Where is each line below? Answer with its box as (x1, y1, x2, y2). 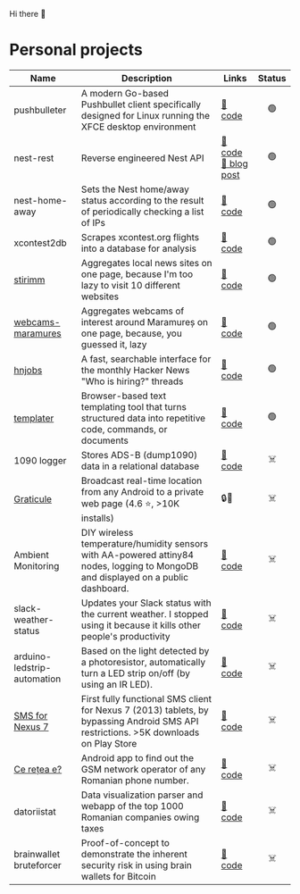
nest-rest (13, 152, 54, 164)
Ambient (13, 548, 49, 561)
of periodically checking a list (80, 205, 204, 218)
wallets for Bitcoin (80, 870, 156, 882)
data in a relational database (80, 460, 200, 472)
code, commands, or (80, 422, 168, 435)
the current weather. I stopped (80, 607, 209, 620)
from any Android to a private (80, 485, 204, 497)
